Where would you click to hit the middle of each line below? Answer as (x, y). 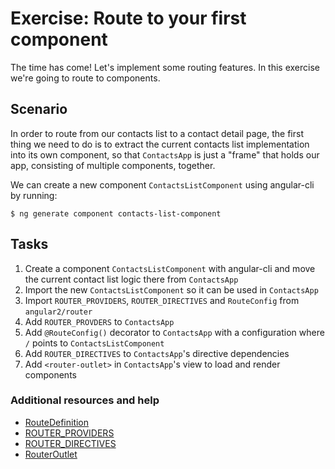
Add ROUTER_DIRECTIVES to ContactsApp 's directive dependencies (157, 353)
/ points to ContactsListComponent (94, 343)
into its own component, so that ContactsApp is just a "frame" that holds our (165, 154)
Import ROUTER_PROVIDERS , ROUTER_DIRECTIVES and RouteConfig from (162, 300)
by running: (34, 195)
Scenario (39, 109)
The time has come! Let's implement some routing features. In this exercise (165, 67)
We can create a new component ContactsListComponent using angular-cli (162, 184)
